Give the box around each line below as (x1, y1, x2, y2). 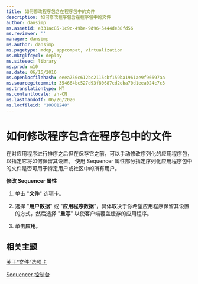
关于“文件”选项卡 (6, 259, 47, 266)
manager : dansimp (6, 36, 49, 42)
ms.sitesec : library (6, 58, 57, 64)
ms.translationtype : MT (6, 86, 65, 92)
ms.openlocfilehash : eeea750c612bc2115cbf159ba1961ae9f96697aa (6, 75, 165, 80)
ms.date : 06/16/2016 (6, 69, 57, 75)
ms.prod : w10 (6, 63, 38, 70)
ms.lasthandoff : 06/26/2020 (6, 96, 76, 102)
